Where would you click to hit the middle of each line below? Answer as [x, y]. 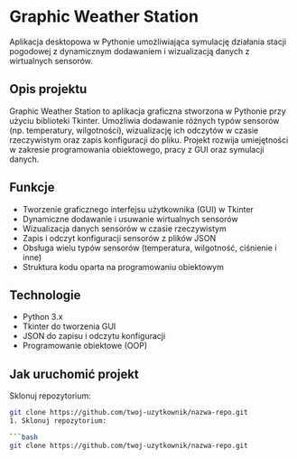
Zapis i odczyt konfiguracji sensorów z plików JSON [119, 238]
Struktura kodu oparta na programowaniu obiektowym [123, 267]
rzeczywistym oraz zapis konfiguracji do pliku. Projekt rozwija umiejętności [149, 140]
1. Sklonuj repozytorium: [58, 421]
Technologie [45, 295]
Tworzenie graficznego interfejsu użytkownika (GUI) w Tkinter [138, 209]
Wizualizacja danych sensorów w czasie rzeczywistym [125, 229]
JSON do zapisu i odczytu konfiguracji [94, 336]
